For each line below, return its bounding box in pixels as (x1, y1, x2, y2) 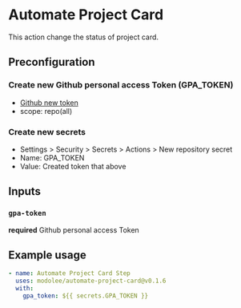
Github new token (19, 98, 78, 107)
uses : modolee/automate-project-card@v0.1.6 (15, 277, 167, 286)
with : (15, 285, 34, 293)
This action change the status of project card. (8, 32, 159, 42)
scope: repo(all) (19, 106, 73, 115)
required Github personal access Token (8, 225, 140, 234)
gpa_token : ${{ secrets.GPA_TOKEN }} (22, 292, 149, 300)
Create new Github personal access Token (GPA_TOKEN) (8, 79, 234, 91)
